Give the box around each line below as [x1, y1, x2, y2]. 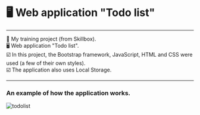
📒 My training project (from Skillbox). [6, 35, 96, 42]
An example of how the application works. [6, 89, 131, 97]
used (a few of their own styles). [6, 59, 86, 67]
